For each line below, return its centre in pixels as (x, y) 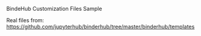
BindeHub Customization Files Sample (54, 9)
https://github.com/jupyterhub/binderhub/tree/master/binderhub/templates (100, 27)
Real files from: (25, 20)
